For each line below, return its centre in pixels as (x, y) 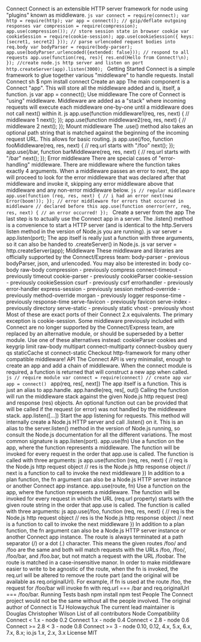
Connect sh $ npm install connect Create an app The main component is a (98, 81)
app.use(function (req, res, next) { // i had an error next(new (89, 196)
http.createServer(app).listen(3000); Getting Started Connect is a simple (100, 69)
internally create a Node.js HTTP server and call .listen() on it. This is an (95, 422)
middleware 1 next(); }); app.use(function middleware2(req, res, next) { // (96, 120)
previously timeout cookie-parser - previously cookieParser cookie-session (100, 276)
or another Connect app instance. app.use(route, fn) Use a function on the (98, 486)
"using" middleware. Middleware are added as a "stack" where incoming (96, 101)
